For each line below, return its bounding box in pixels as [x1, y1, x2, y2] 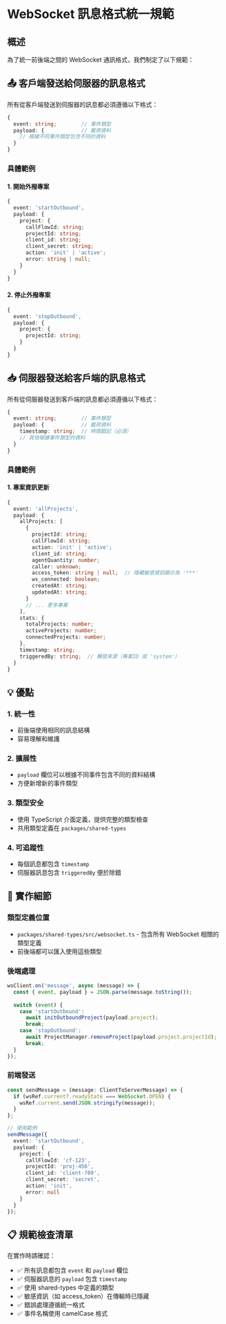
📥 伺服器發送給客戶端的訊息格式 [7, 372, 146, 384]
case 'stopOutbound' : [19, 1027, 81, 1034]
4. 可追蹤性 [7, 843, 44, 853]
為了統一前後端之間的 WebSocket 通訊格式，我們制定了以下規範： [7, 56, 194, 64]
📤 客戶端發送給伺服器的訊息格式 [7, 77, 146, 90]
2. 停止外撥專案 [7, 291, 51, 299]
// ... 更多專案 [25, 601, 68, 608]
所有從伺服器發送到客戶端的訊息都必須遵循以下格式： [7, 395, 158, 403]
